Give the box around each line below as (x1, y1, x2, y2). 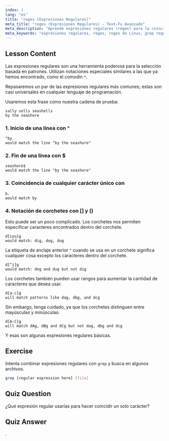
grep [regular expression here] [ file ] (5, 375, 89, 380)
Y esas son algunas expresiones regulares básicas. (5, 332, 112, 338)
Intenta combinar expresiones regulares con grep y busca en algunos (5, 360, 149, 366)
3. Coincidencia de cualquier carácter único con (5, 180, 125, 187)
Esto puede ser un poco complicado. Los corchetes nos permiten (5, 219, 141, 225)
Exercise (5, 347, 33, 356)
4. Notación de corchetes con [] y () (5, 207, 94, 214)
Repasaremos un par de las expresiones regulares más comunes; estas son (5, 83, 162, 89)
